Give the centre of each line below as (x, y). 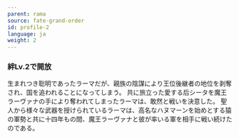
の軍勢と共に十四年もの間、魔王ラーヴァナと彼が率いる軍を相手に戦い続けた (120, 119)
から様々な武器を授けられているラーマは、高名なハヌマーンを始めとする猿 (122, 110)
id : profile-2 (29, 27)
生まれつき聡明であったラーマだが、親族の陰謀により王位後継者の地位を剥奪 (120, 83)
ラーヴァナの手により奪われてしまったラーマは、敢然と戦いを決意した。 (113, 101)
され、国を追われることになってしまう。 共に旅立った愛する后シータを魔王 (117, 93)
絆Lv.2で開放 (30, 67)
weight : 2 (22, 41)
